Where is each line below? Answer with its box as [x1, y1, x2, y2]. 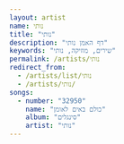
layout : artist [9, 13, 66, 22]
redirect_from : [9, 64, 66, 72]
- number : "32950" [17, 96, 87, 106]
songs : [9, 88, 34, 97]
